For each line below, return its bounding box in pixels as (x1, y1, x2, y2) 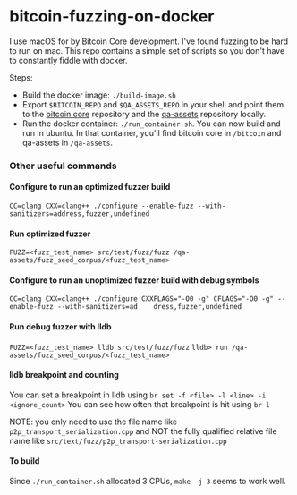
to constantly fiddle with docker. (9, 55, 128, 65)
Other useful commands (9, 159, 117, 172)
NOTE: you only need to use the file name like (9, 416, 177, 427)
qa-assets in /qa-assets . (21, 137, 114, 148)
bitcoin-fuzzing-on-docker (9, 6, 215, 27)
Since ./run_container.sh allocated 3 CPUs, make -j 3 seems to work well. (9, 476, 286, 487)
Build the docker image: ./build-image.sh (21, 90, 176, 100)
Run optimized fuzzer (9, 228, 91, 239)
